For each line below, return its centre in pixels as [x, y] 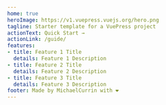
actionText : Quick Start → [46, 33]
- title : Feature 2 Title [44, 65]
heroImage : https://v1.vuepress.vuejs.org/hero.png [83, 20]
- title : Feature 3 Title [44, 78]
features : [21, 46]
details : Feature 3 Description [60, 84]
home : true [23, 13]
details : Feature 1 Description [60, 59]
